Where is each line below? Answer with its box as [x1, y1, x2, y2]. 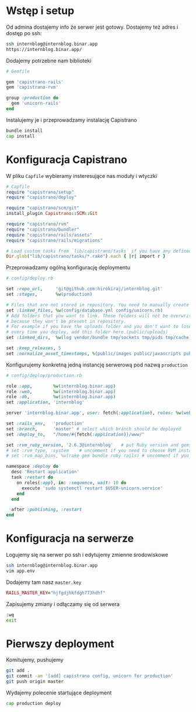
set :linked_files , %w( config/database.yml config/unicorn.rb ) [6, 307, 163, 313]
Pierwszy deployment [6, 637, 115, 651]
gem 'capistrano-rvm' [6, 84, 59, 90]
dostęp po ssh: [6, 29, 42, 36]
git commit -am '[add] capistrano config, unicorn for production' [6, 673, 174, 679]
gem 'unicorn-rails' [11, 101, 61, 107]
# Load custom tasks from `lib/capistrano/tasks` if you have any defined [6, 248, 192, 254]
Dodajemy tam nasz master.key [6, 578, 82, 586]
